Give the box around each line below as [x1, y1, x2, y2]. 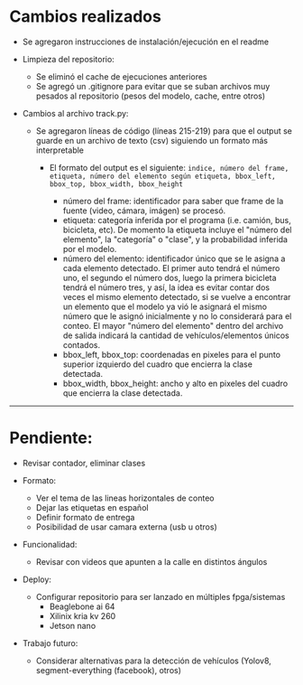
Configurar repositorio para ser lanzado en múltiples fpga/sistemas [35, 591, 286, 602]
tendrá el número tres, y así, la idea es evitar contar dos [62, 282, 271, 293]
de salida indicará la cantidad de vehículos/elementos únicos [62, 330, 290, 341]
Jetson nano [49, 620, 96, 631]
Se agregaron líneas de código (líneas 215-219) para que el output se [35, 125, 293, 136]
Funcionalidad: [22, 539, 78, 549]
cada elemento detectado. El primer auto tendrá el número [62, 262, 280, 273]
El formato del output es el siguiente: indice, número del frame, [49, 162, 289, 173]
